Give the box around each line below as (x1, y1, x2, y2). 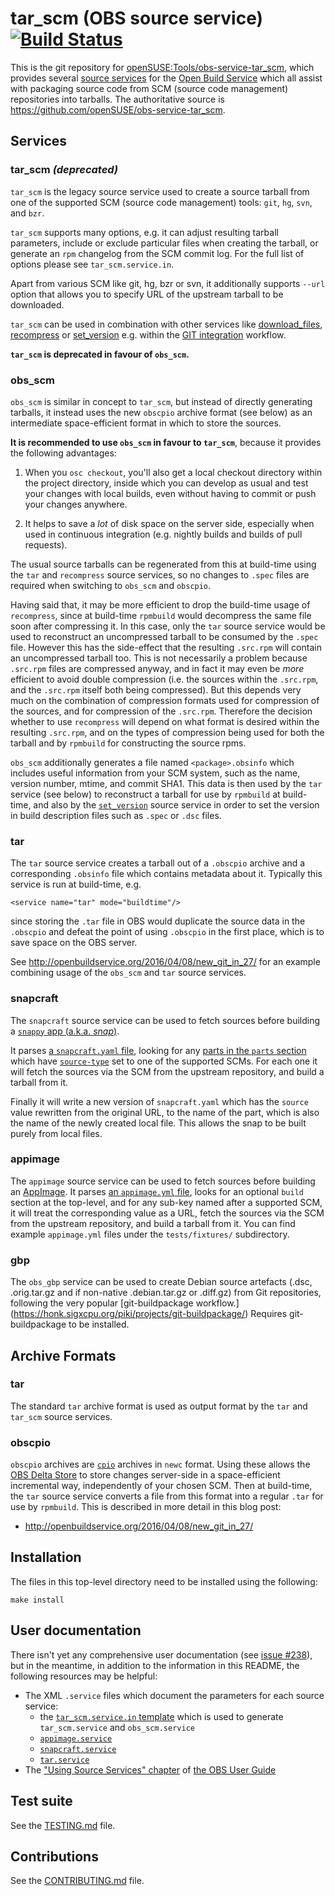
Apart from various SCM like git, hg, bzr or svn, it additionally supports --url (10, 277, 326, 289)
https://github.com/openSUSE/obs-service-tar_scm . (10, 103, 226, 116)
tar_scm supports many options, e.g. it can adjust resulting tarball (10, 226, 279, 238)
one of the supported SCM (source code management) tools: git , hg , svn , (10, 196, 313, 208)
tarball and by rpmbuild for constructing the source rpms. (10, 737, 247, 749)
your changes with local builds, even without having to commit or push (24, 487, 317, 499)
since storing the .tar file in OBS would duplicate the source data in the (10, 915, 306, 927)
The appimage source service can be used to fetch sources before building (10, 1175, 316, 1187)
